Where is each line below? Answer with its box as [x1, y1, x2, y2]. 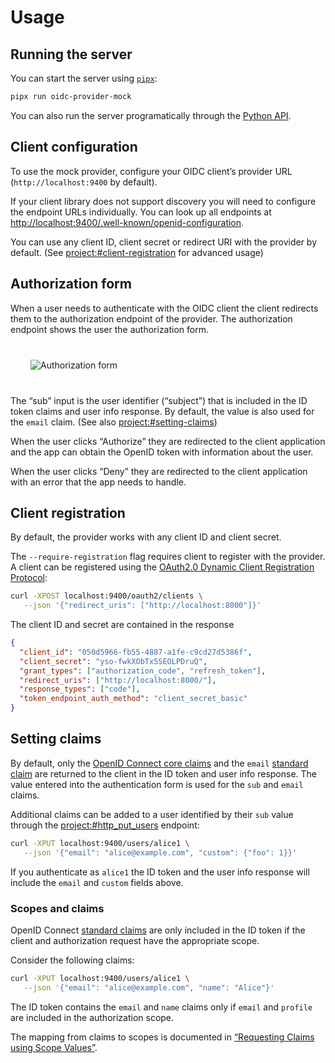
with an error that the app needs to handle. [10, 476, 187, 488]
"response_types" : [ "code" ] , [19, 684, 141, 695]
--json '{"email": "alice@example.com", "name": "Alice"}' [23, 982, 275, 993]
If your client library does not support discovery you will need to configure [10, 195, 317, 207]
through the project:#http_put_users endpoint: [10, 819, 200, 831]
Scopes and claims [10, 901, 105, 915]
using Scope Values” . [10, 1041, 98, 1053]
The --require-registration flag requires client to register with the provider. [10, 551, 326, 563]
